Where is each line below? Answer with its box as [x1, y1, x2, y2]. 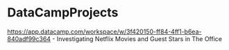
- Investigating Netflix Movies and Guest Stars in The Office [51, 34, 222, 42]
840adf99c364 [7, 34, 51, 42]
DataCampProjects [7, 5, 119, 21]
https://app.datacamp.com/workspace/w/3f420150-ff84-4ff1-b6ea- [7, 27, 202, 36]
